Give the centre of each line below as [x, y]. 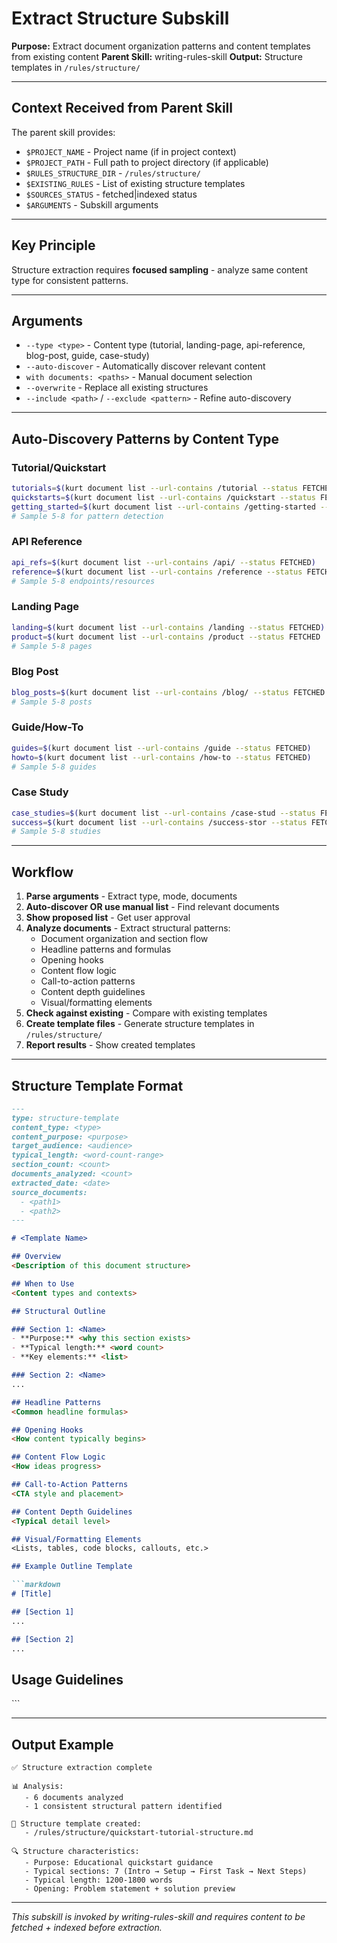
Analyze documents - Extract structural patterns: [128, 928]
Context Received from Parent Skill [122, 108]
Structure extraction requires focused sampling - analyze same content [159, 269]
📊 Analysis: [37, 1787]
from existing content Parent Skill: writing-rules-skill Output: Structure [157, 56]
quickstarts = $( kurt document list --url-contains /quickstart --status [163, 497]
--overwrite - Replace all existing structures [117, 388]
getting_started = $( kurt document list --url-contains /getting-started [163, 507]
